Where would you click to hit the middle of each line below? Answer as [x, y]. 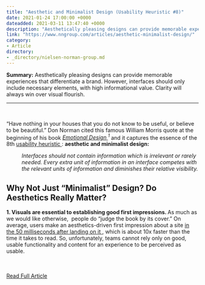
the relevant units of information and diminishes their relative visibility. [110, 169]
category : [19, 40]
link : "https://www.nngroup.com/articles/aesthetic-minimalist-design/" [101, 35]
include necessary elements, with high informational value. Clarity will [94, 88]
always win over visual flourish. [46, 94]
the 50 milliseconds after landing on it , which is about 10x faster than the [98, 232]
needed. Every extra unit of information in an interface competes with [109, 162]
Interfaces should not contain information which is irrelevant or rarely [109, 156]
